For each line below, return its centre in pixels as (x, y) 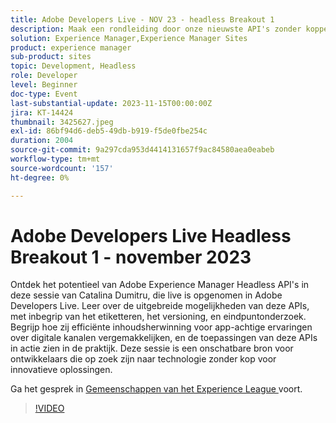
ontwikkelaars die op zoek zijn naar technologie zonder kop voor (143, 359)
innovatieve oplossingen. (61, 370)
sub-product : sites (51, 57)
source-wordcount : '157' (62, 168)
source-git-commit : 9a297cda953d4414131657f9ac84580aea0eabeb (142, 150)
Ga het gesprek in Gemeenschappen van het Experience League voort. (156, 389)
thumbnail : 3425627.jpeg (62, 122)
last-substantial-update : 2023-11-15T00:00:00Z (111, 103)
